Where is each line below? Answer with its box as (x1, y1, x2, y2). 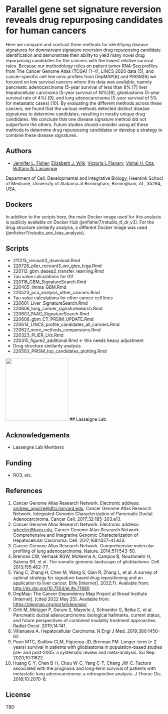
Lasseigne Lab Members (12, 444, 64, 450)
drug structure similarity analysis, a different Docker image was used (5, 224, 147, 230)
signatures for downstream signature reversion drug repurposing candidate (5, 47, 161, 53)
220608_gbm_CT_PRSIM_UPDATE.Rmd (12, 316, 94, 322)
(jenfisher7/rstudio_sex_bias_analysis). (5, 229, 85, 235)
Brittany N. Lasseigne (12, 165, 57, 171)
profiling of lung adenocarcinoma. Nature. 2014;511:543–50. (12, 548, 136, 554)
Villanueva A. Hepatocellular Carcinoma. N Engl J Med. (12, 628, 126, 634)
